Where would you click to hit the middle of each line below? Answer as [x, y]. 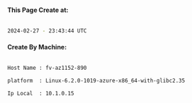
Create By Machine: [37, 47]
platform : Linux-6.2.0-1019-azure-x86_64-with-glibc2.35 [96, 81]
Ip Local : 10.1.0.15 [41, 94]
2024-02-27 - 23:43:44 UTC [47, 31]
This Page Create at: [38, 10]
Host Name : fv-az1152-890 [47, 68]
